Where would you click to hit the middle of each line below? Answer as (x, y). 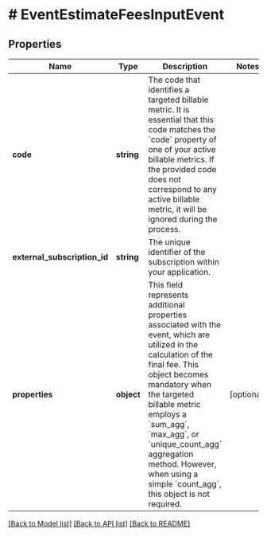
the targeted (171, 394)
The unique (169, 242)
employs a (167, 414)
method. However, (182, 464)
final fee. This (173, 364)
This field (165, 285)
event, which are (179, 335)
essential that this (181, 119)
